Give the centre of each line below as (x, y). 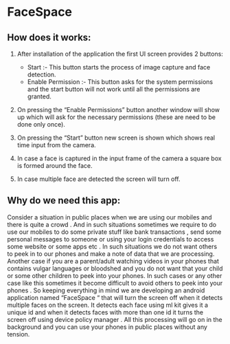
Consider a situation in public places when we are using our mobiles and (110, 217)
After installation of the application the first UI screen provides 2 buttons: (120, 54)
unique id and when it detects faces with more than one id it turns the (105, 312)
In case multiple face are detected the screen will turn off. (99, 179)
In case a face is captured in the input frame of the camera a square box (119, 158)
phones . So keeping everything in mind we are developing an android (106, 290)
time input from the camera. (56, 145)
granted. (39, 96)
